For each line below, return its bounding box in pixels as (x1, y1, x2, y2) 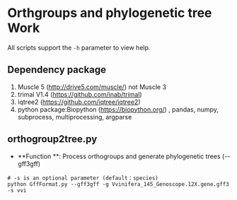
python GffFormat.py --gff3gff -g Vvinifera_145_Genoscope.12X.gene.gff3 (7, 180, 230, 188)
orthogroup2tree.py (7, 133, 98, 146)
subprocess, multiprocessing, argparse (17, 112, 132, 121)
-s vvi (7, 187, 27, 194)
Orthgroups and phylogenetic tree (7, 5, 212, 21)
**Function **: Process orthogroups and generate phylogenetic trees (17, 152, 221, 160)
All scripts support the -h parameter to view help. (7, 43, 151, 52)
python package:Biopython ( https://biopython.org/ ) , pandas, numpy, (17, 105, 219, 114)
